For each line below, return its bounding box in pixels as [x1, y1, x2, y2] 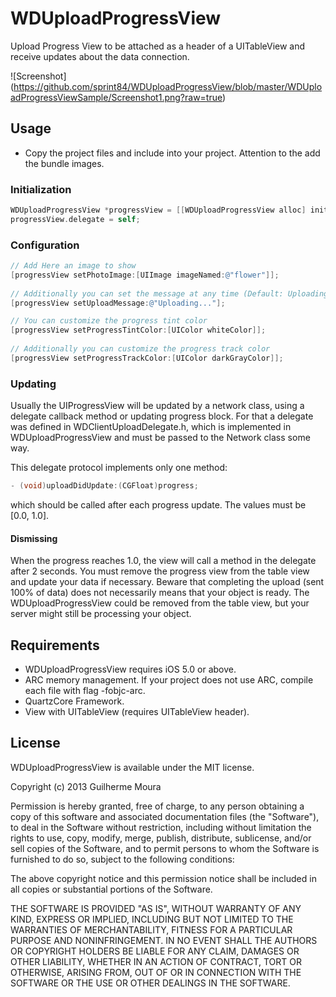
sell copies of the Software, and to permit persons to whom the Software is [10, 842, 320, 854]
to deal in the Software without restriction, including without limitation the [10, 821, 312, 833]
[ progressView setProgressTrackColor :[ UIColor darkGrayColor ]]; [10, 353, 284, 363]
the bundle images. [24, 157, 105, 169]
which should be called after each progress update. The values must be [10, 499, 307, 511]
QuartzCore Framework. [24, 695, 125, 707]
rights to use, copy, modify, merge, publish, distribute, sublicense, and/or [10, 832, 312, 844]
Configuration [10, 238, 80, 252]
